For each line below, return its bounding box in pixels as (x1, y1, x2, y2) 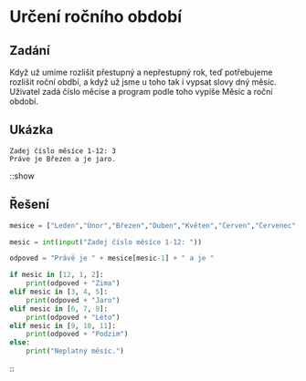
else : (9, 338, 30, 347)
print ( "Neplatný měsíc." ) (26, 346, 125, 356)
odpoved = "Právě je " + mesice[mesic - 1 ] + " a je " (9, 253, 215, 263)
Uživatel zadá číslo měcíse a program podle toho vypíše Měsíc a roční (9, 87, 273, 97)
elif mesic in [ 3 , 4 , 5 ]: (9, 287, 108, 296)
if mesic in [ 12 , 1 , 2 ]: (9, 271, 104, 280)
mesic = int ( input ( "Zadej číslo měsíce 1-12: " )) (9, 237, 203, 247)
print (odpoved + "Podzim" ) (26, 330, 129, 339)
